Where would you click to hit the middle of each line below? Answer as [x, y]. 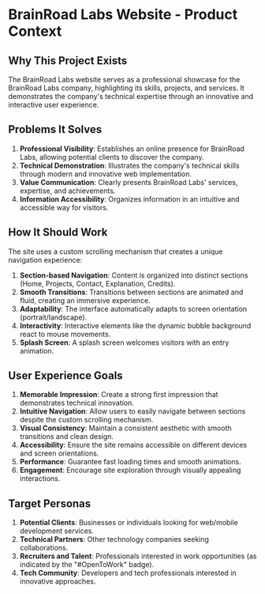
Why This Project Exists [68, 61]
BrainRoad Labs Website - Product [123, 15]
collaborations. [44, 548]
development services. [57, 531]
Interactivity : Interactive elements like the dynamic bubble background [135, 325]
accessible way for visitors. [64, 207]
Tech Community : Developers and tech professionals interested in [128, 573]
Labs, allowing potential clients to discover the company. [112, 157]
